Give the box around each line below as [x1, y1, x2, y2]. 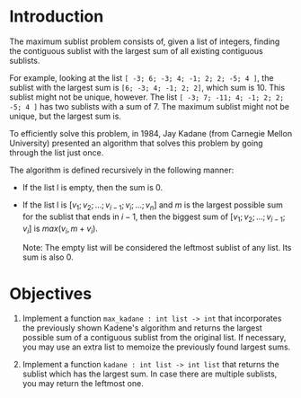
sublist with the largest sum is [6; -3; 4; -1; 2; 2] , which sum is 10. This [9, 82, 286, 93]
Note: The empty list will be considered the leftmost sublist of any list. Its [22, 243, 292, 253]
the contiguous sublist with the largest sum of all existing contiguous [9, 45, 263, 56]
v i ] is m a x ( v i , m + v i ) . [22, 223, 99, 235]
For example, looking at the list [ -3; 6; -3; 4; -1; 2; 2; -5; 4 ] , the [9, 72, 274, 83]
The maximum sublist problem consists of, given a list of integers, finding [9, 36, 280, 47]
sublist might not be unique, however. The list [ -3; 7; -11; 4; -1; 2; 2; [9, 92, 285, 102]
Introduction [9, 6, 104, 27]
